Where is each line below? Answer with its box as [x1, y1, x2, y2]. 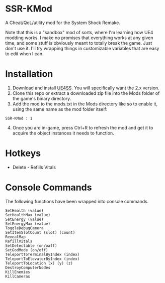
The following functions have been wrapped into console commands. [5, 198, 149, 204]
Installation [5, 68, 53, 80]
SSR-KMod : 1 [5, 116, 33, 121]
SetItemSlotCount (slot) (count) [5, 230, 75, 235]
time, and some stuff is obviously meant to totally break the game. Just [5, 40, 152, 46]
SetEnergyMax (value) [5, 221, 51, 226]
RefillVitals [5, 239, 33, 244]
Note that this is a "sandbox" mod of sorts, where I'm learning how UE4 [5, 29, 153, 35]
